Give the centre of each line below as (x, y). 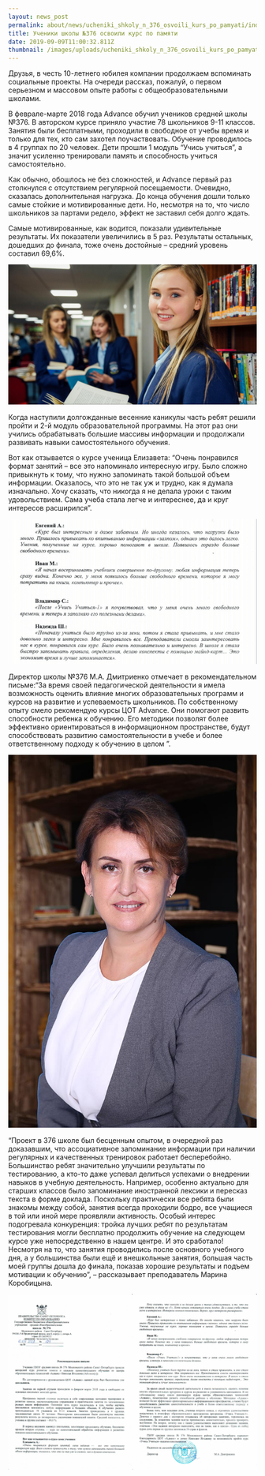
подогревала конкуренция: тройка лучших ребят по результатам (118, 1224)
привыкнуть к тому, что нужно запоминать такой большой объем (119, 474)
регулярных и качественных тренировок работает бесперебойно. (120, 1157)
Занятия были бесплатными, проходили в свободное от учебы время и (129, 131)
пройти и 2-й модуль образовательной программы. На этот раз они (123, 425)
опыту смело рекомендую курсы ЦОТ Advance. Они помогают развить (129, 710)
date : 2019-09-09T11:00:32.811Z (61, 42)
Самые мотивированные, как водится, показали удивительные (115, 228)
